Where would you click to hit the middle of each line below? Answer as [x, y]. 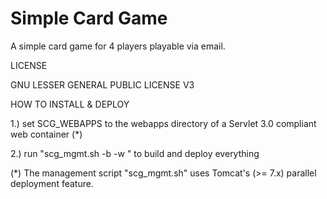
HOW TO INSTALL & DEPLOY [70, 104]
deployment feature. [52, 183]
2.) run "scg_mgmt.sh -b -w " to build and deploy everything [135, 153]
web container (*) [46, 134]
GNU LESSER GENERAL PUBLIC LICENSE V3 [102, 84]
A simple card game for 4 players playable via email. [118, 46]
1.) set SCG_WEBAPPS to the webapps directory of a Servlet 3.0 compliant [163, 123]
